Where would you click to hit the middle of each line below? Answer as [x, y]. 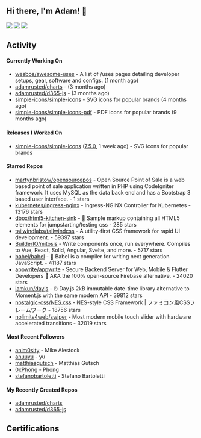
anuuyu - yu [30, 357]
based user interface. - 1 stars [52, 199]
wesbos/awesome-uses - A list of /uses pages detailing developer [97, 74]
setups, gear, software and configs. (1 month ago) [77, 80]
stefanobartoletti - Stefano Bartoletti [60, 376]
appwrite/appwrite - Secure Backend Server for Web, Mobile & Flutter [101, 269]
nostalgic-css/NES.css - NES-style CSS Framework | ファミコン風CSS [102, 302]
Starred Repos [25, 166]
